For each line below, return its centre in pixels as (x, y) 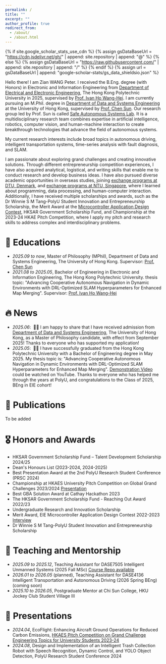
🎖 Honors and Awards (50, 440)
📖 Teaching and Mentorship (63, 550)
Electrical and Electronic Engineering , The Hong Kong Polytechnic (73, 93)
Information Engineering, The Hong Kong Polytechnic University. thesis (85, 277)
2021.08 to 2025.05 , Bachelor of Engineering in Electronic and (76, 272)
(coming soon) (27, 585)
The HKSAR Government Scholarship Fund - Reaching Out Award (79, 499)
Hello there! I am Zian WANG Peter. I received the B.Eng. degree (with (76, 82)
